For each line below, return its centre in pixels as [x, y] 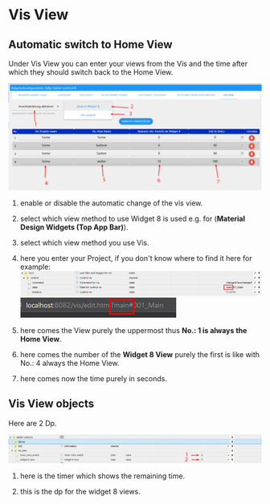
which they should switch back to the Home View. [91, 72]
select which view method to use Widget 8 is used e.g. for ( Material [132, 218]
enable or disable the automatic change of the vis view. [111, 203]
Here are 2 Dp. [33, 423]
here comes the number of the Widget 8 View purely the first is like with [139, 354]
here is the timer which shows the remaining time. [102, 476]
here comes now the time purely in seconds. [93, 378]
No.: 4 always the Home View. [70, 363]
